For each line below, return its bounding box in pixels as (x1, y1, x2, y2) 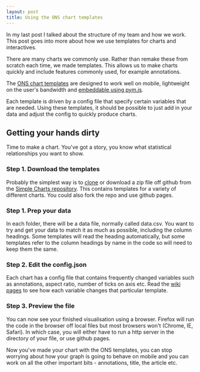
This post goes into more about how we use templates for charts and (6, 37, 177, 44)
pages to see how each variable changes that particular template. (6, 287, 168, 294)
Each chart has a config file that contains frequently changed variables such (6, 274, 195, 281)
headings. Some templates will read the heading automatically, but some (6, 232, 186, 240)
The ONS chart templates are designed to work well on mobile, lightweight (6, 79, 190, 87)
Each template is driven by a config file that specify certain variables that (6, 97, 187, 105)
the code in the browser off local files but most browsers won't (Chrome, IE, (6, 322, 193, 329)
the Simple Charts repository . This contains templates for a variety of (6, 185, 177, 192)
